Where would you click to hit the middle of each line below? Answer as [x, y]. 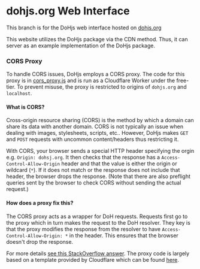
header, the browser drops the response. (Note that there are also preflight [98, 176]
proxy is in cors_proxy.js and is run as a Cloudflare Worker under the [91, 81]
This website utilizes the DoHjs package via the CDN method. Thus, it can [97, 39]
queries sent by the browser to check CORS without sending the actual [94, 183]
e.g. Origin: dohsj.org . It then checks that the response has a [83, 158]
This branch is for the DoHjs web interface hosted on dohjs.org [84, 28]
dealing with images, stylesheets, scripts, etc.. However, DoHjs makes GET [97, 133]
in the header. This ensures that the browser [124, 235]
